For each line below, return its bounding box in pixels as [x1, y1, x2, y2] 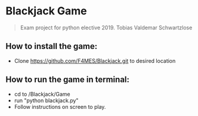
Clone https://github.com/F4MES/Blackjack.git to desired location [14, 57, 176, 64]
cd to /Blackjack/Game [14, 90, 70, 97]
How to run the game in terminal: [5, 75, 129, 85]
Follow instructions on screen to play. [14, 103, 106, 110]
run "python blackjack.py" [14, 97, 79, 104]
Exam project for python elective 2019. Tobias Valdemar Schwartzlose [20, 24, 193, 31]
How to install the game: [5, 41, 98, 51]
